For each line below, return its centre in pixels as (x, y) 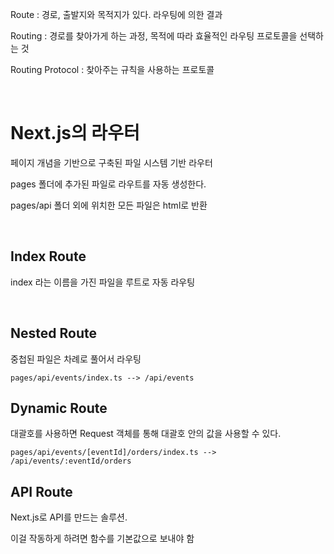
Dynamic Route (59, 408)
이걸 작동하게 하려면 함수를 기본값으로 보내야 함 (102, 539)
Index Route (48, 256)
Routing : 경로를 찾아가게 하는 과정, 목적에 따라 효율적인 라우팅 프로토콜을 (154, 36)
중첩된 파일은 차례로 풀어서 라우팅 (76, 359)
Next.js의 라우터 (75, 133)
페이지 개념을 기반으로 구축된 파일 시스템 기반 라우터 (111, 162)
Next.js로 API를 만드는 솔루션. (69, 517)
